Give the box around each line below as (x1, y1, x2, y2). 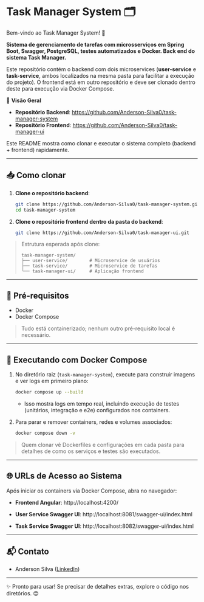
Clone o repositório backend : (15, 189, 90, 196)
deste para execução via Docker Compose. (6, 85, 114, 92)
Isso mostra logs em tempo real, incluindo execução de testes (24, 400, 180, 407)
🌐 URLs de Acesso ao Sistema (6, 471, 123, 481)
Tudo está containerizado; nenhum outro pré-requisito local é (21, 325, 175, 332)
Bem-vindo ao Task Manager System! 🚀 (6, 29, 106, 36)
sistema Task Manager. (6, 54, 67, 61)
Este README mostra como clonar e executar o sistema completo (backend (6, 139, 196, 147)
